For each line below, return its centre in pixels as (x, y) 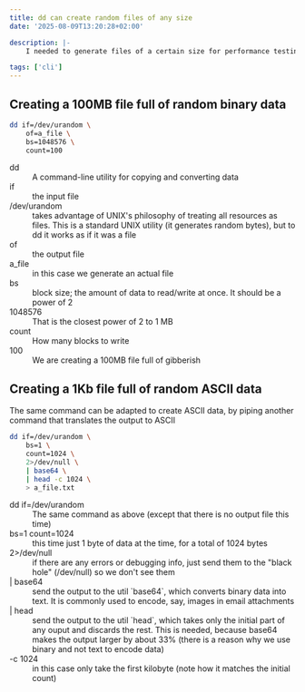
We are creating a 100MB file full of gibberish (117, 360)
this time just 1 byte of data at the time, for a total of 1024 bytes (150, 543)
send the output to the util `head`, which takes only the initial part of (159, 620)
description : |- (40, 43)
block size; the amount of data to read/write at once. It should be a (157, 293)
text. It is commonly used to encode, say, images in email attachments (163, 601)
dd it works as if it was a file (84, 235)
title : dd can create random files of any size (101, 18)
